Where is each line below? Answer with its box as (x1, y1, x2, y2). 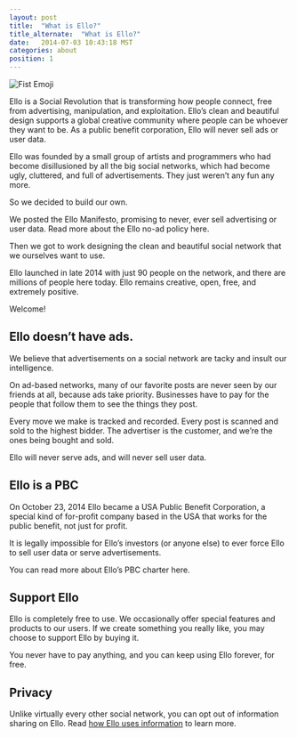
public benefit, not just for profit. (9, 520, 128, 530)
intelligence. (9, 362, 54, 373)
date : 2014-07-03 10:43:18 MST (9, 37, 133, 47)
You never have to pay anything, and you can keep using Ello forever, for (9, 650, 276, 660)
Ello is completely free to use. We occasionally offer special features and (9, 613, 276, 624)
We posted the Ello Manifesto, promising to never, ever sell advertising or (9, 215, 277, 224)
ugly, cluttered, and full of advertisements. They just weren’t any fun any (9, 170, 275, 181)
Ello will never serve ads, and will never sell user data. (9, 451, 207, 463)
